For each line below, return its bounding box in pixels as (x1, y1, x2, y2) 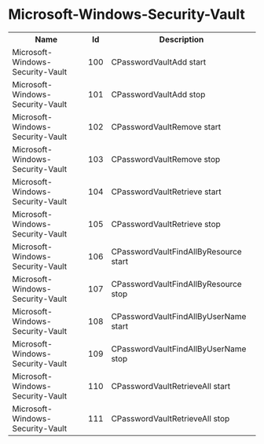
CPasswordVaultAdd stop (111, 89, 206, 100)
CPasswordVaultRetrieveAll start (111, 380, 230, 391)
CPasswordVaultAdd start (111, 57, 207, 68)
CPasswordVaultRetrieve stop (111, 218, 222, 229)
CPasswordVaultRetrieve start (111, 186, 222, 197)
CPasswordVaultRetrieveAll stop (111, 413, 230, 424)
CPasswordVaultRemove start (111, 121, 222, 132)
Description (159, 34, 204, 45)
